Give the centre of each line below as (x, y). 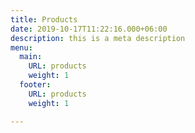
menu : (21, 47)
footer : (35, 85)
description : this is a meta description (98, 38)
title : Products (44, 19)
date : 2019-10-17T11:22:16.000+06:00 (89, 29)
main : (31, 57)
